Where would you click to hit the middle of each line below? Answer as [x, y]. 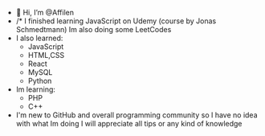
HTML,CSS [46, 55]
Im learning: [36, 89]
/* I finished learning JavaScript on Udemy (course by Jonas [116, 21]
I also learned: [39, 38]
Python [40, 81]
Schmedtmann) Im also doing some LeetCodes [94, 29]
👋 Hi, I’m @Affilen [45, 12]
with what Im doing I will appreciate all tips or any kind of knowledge [129, 124]
